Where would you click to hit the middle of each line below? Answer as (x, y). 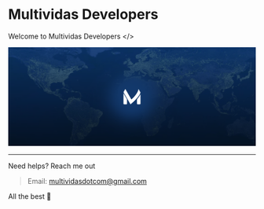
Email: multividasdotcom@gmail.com (87, 181)
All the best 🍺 (30, 196)
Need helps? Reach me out (52, 166)
